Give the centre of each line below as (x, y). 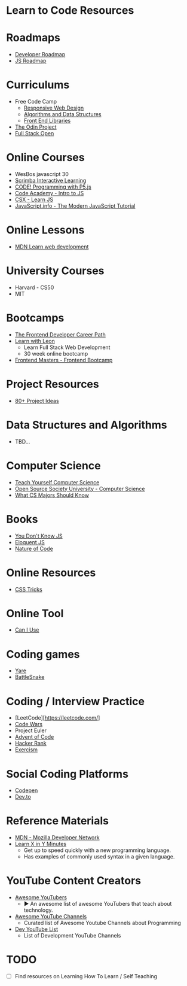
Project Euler (30, 730)
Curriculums (38, 85)
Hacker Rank (30, 744)
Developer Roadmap (40, 54)
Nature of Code (34, 548)
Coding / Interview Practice (76, 701)
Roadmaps (33, 38)
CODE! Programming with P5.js (53, 187)
